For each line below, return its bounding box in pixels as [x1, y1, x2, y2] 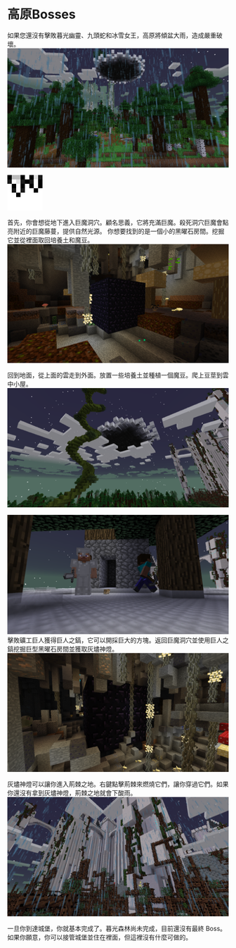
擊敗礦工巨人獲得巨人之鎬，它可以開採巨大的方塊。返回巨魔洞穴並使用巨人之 [7, 635, 229, 644]
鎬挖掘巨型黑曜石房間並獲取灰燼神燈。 [7, 644, 118, 653]
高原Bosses [7, 6, 76, 23]
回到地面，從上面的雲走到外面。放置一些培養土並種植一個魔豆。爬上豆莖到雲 [7, 371, 229, 380]
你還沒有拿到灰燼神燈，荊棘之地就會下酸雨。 [7, 789, 137, 797]
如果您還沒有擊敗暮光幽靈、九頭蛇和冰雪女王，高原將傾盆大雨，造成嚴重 [7, 31, 216, 39]
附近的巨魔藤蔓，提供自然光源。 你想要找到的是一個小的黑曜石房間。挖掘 [13, 227, 225, 235]
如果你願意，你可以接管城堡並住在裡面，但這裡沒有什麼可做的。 [7, 933, 192, 942]
